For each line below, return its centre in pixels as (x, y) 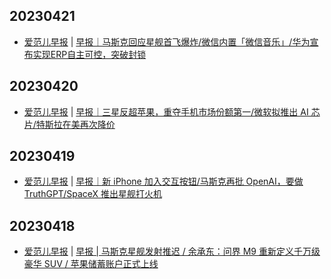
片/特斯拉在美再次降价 (69, 124)
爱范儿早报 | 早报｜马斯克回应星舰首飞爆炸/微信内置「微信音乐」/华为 (167, 41)
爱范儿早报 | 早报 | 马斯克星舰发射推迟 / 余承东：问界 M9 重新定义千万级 (172, 251)
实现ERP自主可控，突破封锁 (89, 54)
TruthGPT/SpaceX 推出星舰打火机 (93, 194)
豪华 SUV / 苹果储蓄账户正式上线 (91, 264)
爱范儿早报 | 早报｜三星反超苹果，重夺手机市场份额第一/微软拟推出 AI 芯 (172, 111)
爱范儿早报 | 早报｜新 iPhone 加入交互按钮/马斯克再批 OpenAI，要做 (163, 181)
